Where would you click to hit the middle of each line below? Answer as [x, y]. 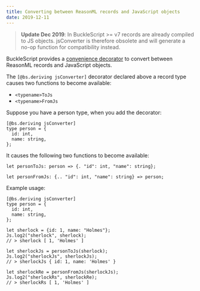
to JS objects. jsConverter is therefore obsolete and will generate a [103, 41]
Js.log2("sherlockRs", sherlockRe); [52, 277]
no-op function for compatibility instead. [70, 47]
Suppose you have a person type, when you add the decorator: [84, 112]
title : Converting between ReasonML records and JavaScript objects [93, 12]
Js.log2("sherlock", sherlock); [46, 235]
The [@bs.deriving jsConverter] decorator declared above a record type [96, 76]
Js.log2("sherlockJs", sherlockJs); [52, 256]
